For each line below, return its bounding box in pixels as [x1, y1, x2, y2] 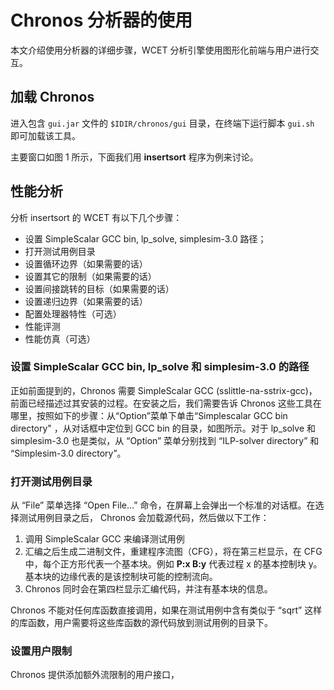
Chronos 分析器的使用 [10, 9, 193, 32]
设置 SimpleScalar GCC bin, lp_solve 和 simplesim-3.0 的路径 [10, 360, 310, 374]
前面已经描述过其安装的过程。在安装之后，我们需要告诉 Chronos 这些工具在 [10, 397, 322, 409]
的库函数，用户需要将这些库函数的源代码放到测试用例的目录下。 [10, 617, 273, 629]
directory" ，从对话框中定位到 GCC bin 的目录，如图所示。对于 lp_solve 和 [10, 422, 316, 434]
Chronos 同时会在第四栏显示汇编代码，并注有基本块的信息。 [24, 583, 273, 595]
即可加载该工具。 [10, 129, 81, 141]
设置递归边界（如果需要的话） [24, 295, 148, 307]
